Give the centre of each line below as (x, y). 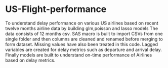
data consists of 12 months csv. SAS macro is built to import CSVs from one (84, 33)
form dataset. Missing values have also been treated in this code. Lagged (82, 44)
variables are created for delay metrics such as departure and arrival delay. (83, 49)
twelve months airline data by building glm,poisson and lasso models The (82, 28)
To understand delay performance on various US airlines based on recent (82, 23)
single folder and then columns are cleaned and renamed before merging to (84, 39)
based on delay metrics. (30, 60)
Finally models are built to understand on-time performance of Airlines (79, 55)
